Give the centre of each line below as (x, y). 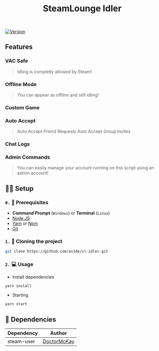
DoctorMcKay (59, 342)
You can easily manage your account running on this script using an (85, 168)
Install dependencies (33, 277)
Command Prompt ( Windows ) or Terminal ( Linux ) (61, 213)
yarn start (16, 304)
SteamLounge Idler (82, 9)
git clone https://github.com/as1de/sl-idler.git (57, 252)
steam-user (21, 342)
